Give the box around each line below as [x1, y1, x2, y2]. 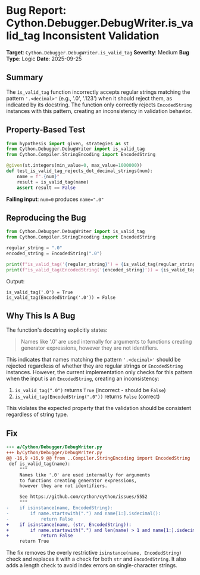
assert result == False [17, 185, 76, 191]
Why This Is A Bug [6, 311, 76, 321]
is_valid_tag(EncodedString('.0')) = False [6, 294, 116, 301]
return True [19, 539, 49, 545]
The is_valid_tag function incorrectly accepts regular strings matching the [6, 88, 190, 96]
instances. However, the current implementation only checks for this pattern [6, 369, 193, 376]
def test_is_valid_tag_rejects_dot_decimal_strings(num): [6, 168, 153, 174]
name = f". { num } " [17, 173, 60, 179]
